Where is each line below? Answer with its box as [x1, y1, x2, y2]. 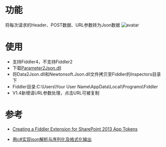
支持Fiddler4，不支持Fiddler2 [12, 58, 73, 65]
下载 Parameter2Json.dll [12, 65, 62, 71]
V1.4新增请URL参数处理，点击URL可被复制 [12, 90, 99, 96]
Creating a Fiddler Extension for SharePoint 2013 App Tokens [12, 126, 138, 132]
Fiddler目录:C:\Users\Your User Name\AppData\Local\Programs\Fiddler [12, 83, 158, 90]
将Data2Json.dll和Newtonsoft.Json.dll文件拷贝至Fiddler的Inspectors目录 [12, 71, 162, 77]
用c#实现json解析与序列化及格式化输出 [12, 136, 92, 142]
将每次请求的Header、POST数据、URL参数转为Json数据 [5, 22, 120, 28]
